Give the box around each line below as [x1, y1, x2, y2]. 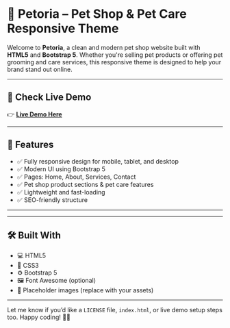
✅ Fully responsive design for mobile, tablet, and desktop [16, 157, 179, 165]
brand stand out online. [7, 65, 73, 73]
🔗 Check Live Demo [7, 92, 92, 103]
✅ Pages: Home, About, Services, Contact [16, 173, 136, 181]
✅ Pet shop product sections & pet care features [16, 180, 154, 188]
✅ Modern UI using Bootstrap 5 [16, 164, 106, 173]
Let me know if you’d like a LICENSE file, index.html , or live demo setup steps [7, 306, 222, 314]
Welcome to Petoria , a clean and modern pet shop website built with [7, 43, 201, 51]
